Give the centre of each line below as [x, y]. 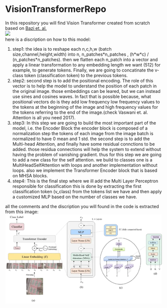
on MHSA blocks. [30, 175]
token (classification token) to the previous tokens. [76, 75]
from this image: [22, 212]
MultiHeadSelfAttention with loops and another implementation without [85, 165]
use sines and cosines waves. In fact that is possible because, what [82, 96]
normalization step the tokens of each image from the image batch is [83, 133]
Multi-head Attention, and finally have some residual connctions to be [83, 144]
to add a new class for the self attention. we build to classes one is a [82, 159]
